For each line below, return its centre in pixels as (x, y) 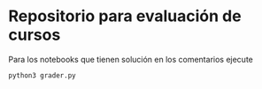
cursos (35, 35)
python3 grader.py (42, 75)
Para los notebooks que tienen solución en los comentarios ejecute (131, 59)
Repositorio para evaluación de (125, 16)
